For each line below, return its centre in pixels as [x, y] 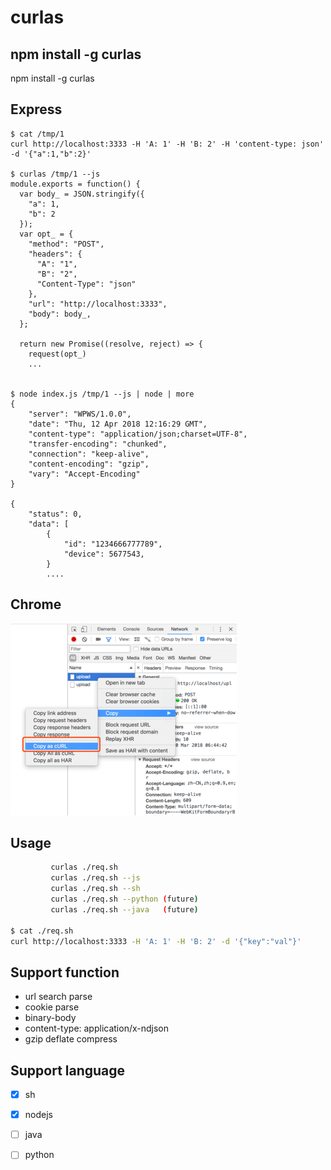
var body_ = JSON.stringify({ [82, 194]
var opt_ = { [46, 234]
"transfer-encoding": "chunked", [98, 444]
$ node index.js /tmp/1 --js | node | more [102, 394]
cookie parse [52, 1007]
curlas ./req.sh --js [95, 878]
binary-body [50, 1018]
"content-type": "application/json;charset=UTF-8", [138, 434]
